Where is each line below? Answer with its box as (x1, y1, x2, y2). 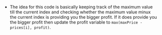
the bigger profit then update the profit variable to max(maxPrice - (9, 19, 142, 25)
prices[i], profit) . (9, 24, 51, 30)
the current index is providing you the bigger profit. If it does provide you (9, 14, 157, 20)
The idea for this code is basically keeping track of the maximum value (9, 4, 153, 10)
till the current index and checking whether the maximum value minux (9, 9, 151, 15)
